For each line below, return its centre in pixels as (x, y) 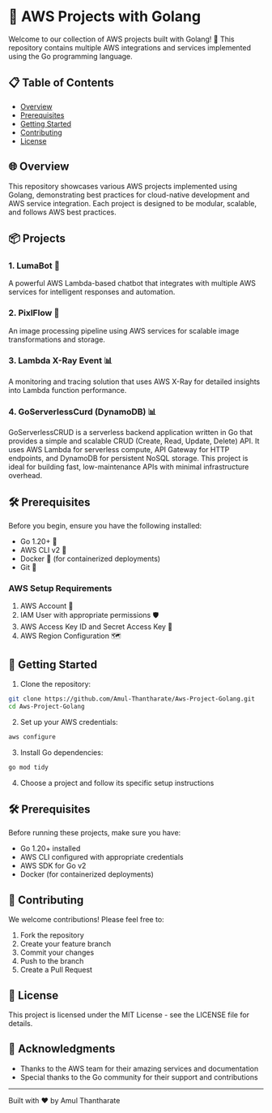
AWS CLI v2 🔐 (43, 550)
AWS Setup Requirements (60, 588)
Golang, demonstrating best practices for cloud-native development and (129, 195)
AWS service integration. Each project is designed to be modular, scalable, (133, 203)
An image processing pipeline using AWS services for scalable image (124, 330)
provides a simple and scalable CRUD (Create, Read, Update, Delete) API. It (134, 441)
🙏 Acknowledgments (62, 1049)
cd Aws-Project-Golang (47, 706)
